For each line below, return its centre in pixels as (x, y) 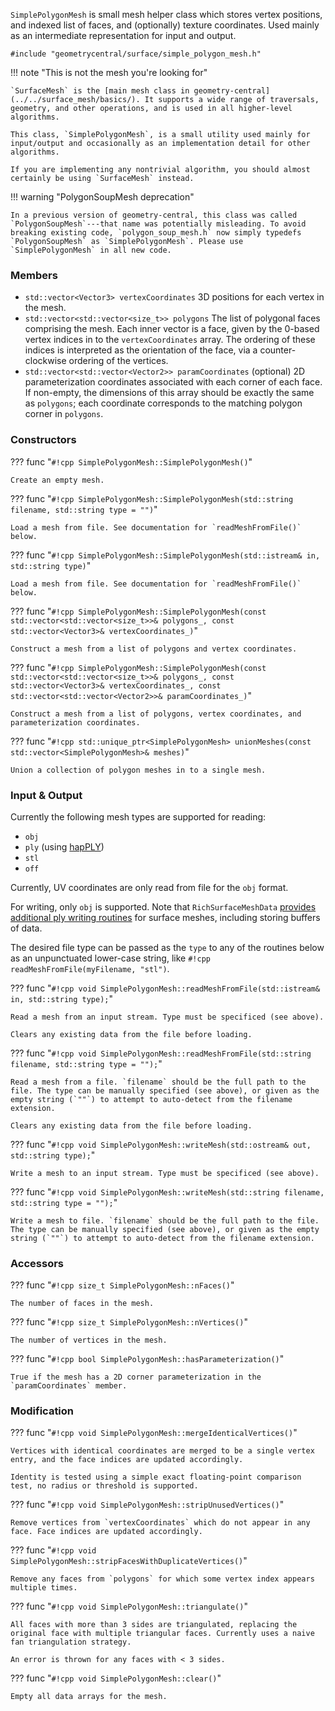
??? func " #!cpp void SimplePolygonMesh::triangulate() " (129, 1606)
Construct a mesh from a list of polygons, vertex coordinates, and (156, 714)
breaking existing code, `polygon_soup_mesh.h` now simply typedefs (156, 233)
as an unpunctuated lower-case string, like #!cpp (110, 958)
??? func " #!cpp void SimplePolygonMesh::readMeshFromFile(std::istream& (165, 988)
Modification (42, 1411)
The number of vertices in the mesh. (89, 1340)
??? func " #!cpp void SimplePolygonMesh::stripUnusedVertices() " (147, 1505)
